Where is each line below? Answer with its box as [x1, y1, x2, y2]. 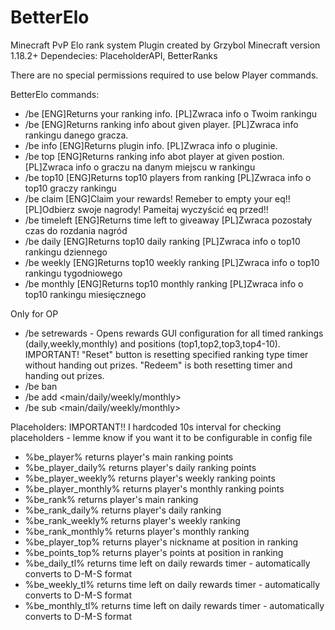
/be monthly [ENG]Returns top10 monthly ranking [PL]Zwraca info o [24, 277, 304, 290]
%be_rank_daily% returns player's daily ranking [24, 504, 222, 516]
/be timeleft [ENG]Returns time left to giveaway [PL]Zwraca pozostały [24, 214, 313, 226]
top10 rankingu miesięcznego [24, 288, 147, 300]
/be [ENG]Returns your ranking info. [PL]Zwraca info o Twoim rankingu [24, 107, 318, 120]
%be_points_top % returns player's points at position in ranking [24, 546, 284, 558]
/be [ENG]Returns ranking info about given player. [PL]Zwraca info [24, 118, 299, 130]
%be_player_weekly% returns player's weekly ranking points [24, 472, 276, 484]
